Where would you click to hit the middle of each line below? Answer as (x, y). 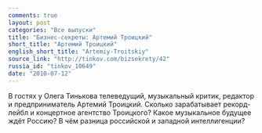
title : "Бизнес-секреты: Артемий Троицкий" (80, 37)
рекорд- (237, 104)
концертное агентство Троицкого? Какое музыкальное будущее (144, 112)
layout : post (29, 23)
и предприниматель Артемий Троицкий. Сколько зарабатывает (115, 104)
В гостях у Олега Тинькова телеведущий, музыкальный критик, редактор (131, 95)
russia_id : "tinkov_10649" (52, 66)
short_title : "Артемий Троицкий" (63, 45)
